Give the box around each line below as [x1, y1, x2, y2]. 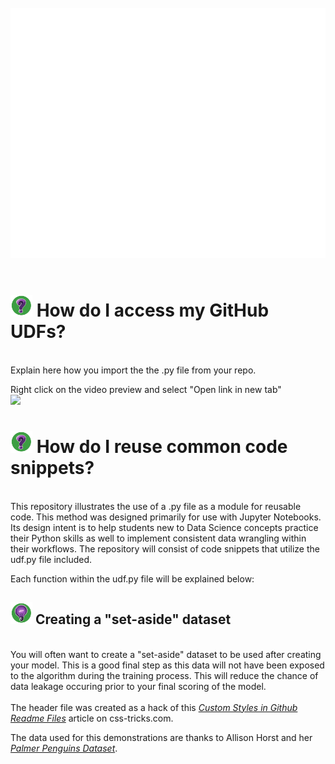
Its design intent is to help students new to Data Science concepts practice [10, 521, 319, 533]
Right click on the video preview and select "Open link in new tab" [10, 383, 282, 395]
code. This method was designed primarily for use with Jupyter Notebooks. [10, 511, 322, 523]
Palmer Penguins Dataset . [10, 742, 118, 754]
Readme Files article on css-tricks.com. [10, 712, 174, 724]
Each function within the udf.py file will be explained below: [10, 572, 255, 585]
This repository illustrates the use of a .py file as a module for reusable [10, 500, 302, 512]
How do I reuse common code [36, 436, 288, 458]
